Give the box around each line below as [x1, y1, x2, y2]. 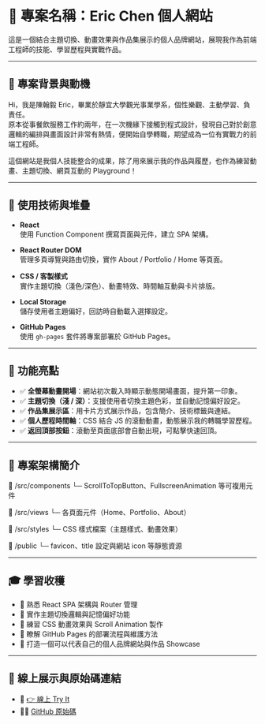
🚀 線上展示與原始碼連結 [8, 672, 121, 685]
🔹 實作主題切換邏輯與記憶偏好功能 [19, 610, 130, 619]
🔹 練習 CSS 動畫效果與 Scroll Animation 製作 [19, 620, 164, 629]
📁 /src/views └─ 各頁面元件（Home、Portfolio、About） [8, 508, 191, 517]
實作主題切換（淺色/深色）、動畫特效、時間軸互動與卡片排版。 [19, 281, 219, 290]
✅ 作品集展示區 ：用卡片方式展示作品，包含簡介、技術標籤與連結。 [19, 406, 235, 416]
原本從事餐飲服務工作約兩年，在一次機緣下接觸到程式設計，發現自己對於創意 [8, 119, 257, 129]
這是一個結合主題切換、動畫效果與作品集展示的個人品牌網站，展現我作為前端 [8, 35, 257, 44]
